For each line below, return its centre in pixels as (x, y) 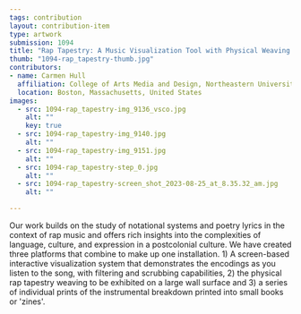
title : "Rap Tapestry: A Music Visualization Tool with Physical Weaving (150, 51)
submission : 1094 (42, 42)
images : (24, 101)
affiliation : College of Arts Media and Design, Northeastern (136, 84)
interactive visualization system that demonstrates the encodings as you (142, 263)
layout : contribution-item (60, 26)
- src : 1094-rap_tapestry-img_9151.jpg (92, 150)
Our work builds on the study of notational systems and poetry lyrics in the (147, 225)
